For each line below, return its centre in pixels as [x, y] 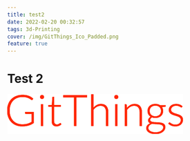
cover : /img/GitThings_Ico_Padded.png [63, 37]
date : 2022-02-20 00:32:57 [46, 22]
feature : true [28, 44]
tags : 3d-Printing [34, 29]
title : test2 [26, 15]
